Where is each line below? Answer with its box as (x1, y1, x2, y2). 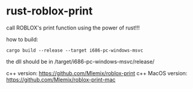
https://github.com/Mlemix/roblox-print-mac (6, 76, 116, 83)
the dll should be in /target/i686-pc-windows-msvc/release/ (6, 58, 155, 65)
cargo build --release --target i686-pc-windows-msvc (6, 47, 144, 54)
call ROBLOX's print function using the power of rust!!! (6, 24, 140, 31)
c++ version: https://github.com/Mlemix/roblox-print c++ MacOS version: (6, 69, 188, 76)
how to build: (6, 35, 38, 43)
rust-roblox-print (6, 4, 93, 18)
